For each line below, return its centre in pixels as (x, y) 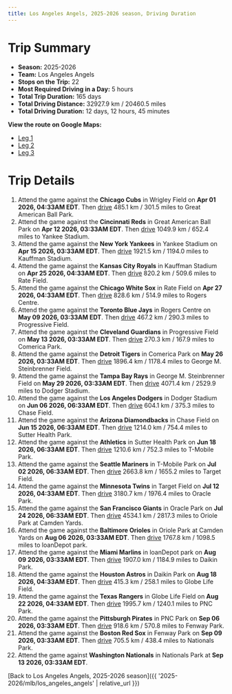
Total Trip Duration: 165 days (60, 96)
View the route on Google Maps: (55, 124)
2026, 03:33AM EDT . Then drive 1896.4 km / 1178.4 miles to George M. (119, 361)
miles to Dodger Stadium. (54, 391)
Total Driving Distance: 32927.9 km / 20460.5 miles (92, 104)
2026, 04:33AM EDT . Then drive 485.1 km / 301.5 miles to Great (109, 207)
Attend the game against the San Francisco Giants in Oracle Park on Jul (120, 508)
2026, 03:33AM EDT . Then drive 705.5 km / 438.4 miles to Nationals (116, 640)
